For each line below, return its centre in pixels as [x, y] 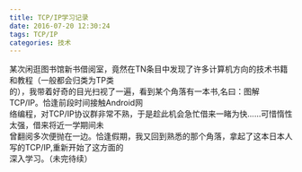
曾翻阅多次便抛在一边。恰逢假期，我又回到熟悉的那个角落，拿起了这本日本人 [151, 136]
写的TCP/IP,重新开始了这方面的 [67, 148]
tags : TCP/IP [34, 34]
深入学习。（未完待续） [51, 159]
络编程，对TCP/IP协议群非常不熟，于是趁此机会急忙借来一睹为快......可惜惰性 [151, 114]
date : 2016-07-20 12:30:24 [60, 26]
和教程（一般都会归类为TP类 [62, 81]
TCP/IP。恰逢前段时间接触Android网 [76, 103]
